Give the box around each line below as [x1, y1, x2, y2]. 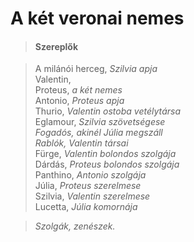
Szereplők [34, 40, 79, 52]
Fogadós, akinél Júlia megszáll [34, 127, 163, 139]
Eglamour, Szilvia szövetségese [34, 116, 166, 128]
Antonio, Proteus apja [34, 95, 125, 107]
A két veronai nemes [10, 7, 185, 30]
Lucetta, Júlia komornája [34, 201, 138, 213]
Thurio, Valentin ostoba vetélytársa [34, 105, 182, 117]
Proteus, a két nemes [34, 84, 123, 96]
